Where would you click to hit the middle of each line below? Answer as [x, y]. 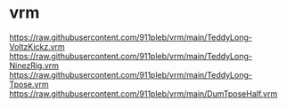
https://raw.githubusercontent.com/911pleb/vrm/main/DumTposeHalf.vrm [143, 93]
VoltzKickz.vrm [37, 46]
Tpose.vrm [29, 84]
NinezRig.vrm [34, 66]
